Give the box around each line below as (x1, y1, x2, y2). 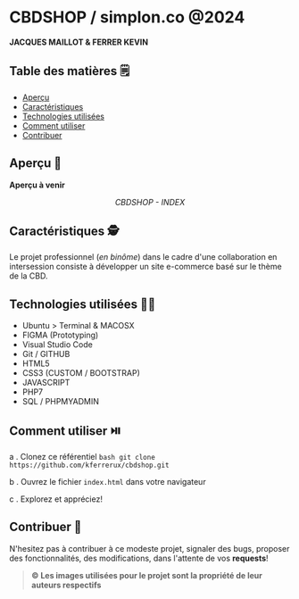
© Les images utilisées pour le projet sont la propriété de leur (30, 570, 263, 580)
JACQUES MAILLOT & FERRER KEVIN (9, 37, 149, 47)
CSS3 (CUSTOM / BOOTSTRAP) (21, 368, 140, 379)
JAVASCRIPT (21, 378, 71, 388)
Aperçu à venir (9, 179, 65, 190)
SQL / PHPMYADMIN (21, 396, 100, 407)
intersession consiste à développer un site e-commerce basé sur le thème (9, 262, 283, 272)
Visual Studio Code (21, 339, 94, 350)
